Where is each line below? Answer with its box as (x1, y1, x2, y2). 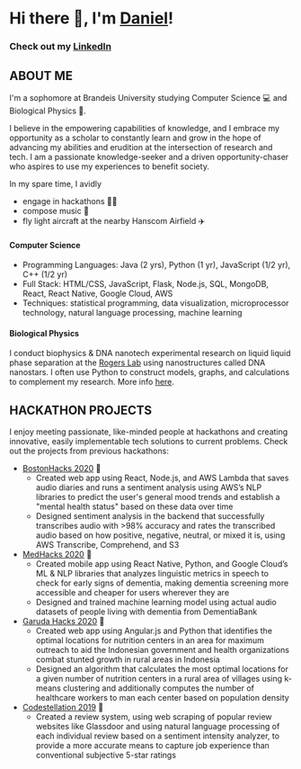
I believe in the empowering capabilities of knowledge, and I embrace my (9, 122, 280, 133)
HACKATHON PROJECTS (9, 402, 153, 417)
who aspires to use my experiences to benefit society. (9, 161, 209, 172)
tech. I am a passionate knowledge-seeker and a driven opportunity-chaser (9, 151, 289, 162)
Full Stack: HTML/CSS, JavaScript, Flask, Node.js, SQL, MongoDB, (22, 279, 270, 290)
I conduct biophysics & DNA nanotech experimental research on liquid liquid (9, 348, 291, 359)
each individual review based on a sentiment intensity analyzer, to (35, 730, 280, 741)
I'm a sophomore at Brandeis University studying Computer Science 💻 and (9, 92, 288, 103)
